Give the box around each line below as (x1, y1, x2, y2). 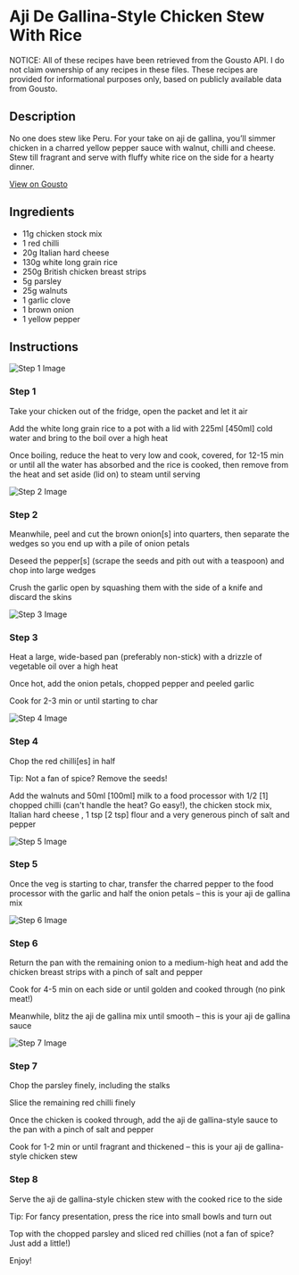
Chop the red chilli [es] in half (9, 755, 116, 766)
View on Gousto (9, 179, 69, 189)
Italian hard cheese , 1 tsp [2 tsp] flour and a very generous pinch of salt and (9, 809, 290, 820)
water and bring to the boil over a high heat (9, 432, 168, 443)
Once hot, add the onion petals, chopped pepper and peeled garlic (9, 679, 254, 689)
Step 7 (9, 1060, 37, 1072)
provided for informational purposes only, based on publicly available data (9, 73, 283, 84)
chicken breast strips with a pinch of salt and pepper (9, 967, 203, 978)
